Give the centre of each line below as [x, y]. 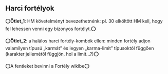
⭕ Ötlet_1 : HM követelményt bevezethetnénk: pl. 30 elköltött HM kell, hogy [84, 21]
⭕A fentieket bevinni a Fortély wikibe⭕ [48, 66]
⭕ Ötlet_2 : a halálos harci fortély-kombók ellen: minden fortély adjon [78, 41]
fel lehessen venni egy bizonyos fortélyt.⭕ [51, 29]
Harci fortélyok [30, 8]
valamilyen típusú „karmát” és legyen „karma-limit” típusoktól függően [80, 48]
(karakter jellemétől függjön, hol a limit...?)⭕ [52, 54]
